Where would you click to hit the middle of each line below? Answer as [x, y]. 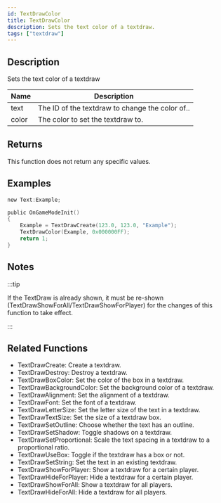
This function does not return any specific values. [79, 161]
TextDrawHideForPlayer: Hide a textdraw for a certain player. [105, 477]
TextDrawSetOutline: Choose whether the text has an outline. [106, 425]
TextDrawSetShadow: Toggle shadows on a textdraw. [95, 433]
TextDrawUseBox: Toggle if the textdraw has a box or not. [101, 455]
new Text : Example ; [34, 200]
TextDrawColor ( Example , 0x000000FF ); [75, 232]
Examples [29, 184]
